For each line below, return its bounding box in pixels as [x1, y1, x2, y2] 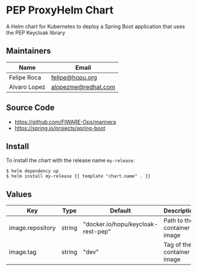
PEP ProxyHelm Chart [6, 4, 114, 17]
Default [110, 207, 131, 215]
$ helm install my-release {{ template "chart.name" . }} [6, 173, 151, 179]
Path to [163, 217, 184, 225]
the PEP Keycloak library [6, 29, 66, 36]
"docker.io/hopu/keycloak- [83, 220, 158, 228]
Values [6, 189, 32, 199]
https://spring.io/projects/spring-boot [14, 124, 106, 132]
